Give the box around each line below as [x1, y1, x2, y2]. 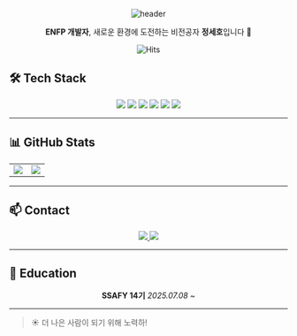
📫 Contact [9, 203, 71, 218]
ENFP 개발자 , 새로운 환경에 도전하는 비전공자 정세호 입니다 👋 [45, 27, 252, 37]
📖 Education [9, 265, 77, 280]
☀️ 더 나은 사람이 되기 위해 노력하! [30, 317, 148, 328]
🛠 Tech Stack [9, 71, 87, 86]
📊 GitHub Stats [9, 135, 95, 150]
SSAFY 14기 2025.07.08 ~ [101, 290, 196, 301]
